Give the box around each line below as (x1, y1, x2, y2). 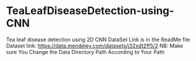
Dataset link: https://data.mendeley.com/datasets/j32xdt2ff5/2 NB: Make (6, 42, 184, 49)
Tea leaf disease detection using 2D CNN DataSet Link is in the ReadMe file (6, 36, 191, 43)
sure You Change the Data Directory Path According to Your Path (6, 48, 165, 55)
